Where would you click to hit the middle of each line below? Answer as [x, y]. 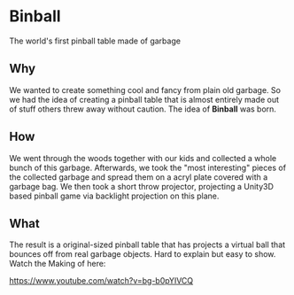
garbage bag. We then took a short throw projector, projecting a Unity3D [142, 186]
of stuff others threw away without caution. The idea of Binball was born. [143, 109]
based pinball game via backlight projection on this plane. [114, 196]
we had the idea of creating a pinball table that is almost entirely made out [144, 99]
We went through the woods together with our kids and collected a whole [143, 158]
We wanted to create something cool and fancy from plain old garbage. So [145, 89]
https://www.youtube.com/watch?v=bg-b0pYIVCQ [101, 281]
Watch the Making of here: [58, 264]
